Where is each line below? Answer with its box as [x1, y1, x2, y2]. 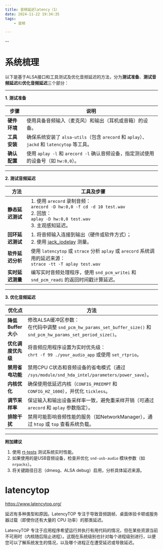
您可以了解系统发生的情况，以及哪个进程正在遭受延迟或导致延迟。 [5, 540, 137, 546]
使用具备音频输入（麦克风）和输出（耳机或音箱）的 [26, 118, 144, 124]
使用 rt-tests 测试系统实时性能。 [12, 449, 76, 455]
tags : [5, 16, 16, 21]
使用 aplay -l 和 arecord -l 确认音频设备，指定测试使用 [26, 150, 154, 157]
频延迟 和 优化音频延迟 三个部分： [5, 80, 69, 86]
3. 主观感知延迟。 [31, 222, 71, 229]
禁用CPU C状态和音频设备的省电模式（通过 [27, 364, 126, 371]
